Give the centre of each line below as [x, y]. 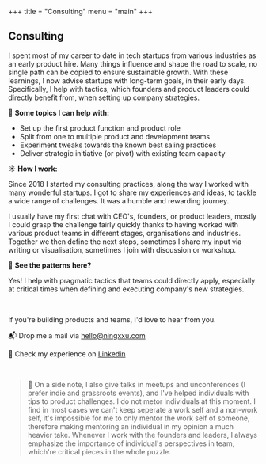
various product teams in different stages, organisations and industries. [125, 233]
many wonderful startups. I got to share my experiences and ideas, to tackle [133, 192]
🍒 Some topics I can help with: [59, 112]
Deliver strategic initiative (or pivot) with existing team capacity [122, 153]
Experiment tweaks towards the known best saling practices [118, 145]
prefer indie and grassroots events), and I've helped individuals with [138, 393]
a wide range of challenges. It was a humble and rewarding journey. [119, 200]
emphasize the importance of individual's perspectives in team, [131, 443]
